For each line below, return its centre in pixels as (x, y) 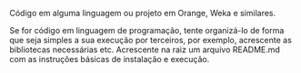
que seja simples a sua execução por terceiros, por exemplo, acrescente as (151, 40)
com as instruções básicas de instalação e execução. (110, 59)
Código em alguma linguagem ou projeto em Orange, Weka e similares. (143, 13)
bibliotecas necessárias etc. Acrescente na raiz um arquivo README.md (145, 50)
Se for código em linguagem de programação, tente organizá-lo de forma (147, 30)
